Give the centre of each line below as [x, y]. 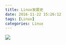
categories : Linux [24, 23]
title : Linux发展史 [24, 10]
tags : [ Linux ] [20, 19]
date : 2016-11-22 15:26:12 [33, 14]
